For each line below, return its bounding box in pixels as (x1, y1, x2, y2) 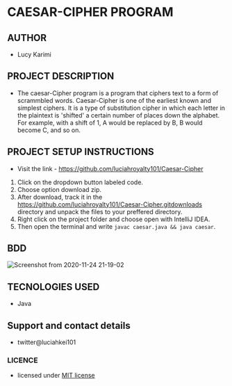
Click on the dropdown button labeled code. (17, 178, 144, 186)
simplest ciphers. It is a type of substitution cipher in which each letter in (17, 104, 226, 112)
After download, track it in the (17, 193, 103, 201)
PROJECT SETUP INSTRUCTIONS (7, 146, 154, 158)
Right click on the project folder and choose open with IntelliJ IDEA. (17, 215, 210, 223)
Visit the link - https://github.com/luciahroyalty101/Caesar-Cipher (17, 164, 204, 172)
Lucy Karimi (17, 50, 52, 58)
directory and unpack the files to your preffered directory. (17, 207, 183, 216)
